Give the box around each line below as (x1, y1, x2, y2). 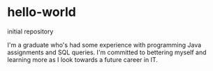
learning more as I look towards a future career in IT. (7, 55, 159, 63)
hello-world (7, 4, 77, 20)
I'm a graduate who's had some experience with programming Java (7, 40, 202, 49)
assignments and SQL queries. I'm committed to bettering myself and (7, 48, 207, 56)
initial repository (7, 27, 54, 35)
